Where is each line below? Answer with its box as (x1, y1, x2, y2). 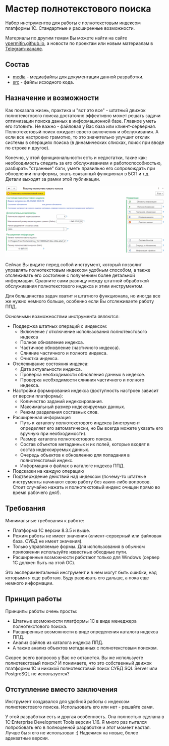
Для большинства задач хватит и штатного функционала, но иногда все (5, 293, 160, 299)
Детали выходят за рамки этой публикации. (5, 176, 100, 182)
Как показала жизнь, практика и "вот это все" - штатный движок (5, 107, 146, 113)
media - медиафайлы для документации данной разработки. (12, 74, 144, 80)
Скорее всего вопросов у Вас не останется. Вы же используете (5, 655, 144, 661)
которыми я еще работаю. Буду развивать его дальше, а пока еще (5, 574, 149, 581)
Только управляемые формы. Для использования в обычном (12, 543, 145, 550)
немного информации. (5, 580, 54, 586)
